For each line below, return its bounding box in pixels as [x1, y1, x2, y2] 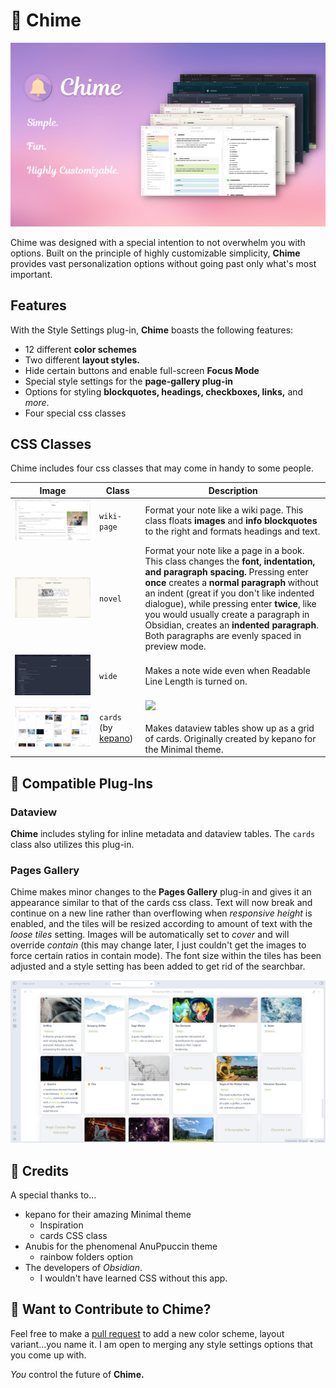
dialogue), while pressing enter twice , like [144, 597, 317, 609]
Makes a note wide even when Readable [144, 664, 311, 676]
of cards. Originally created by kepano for [144, 732, 317, 744]
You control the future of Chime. [10, 1368, 145, 1380]
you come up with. [10, 1349, 87, 1361]
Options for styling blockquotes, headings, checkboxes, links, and [24, 385, 304, 398]
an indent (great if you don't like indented [144, 587, 315, 599]
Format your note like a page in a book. [144, 544, 305, 556]
